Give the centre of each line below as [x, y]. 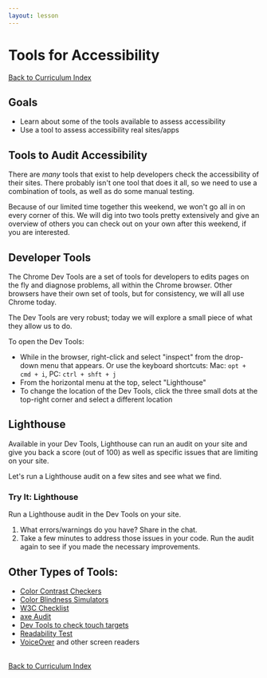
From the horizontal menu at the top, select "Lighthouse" [113, 383]
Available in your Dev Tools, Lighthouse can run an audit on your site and [128, 443]
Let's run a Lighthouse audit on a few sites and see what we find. [115, 476]
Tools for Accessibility [84, 55]
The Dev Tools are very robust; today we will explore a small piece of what [130, 317]
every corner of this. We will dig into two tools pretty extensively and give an [134, 216]
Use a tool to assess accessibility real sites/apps [99, 130]
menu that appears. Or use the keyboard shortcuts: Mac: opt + [143, 365]
